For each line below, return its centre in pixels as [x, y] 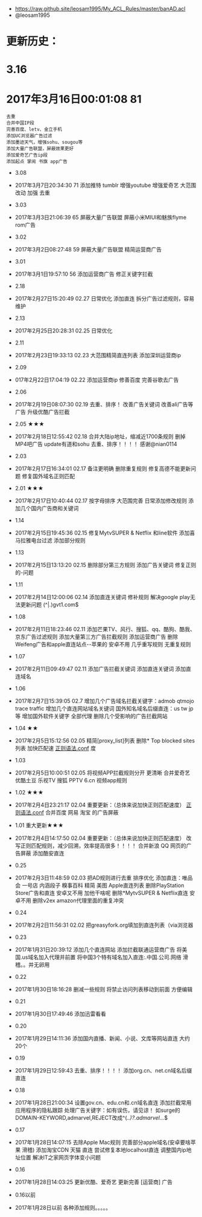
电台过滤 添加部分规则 [58, 540]
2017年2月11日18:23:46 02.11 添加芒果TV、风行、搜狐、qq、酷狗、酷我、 [105, 629]
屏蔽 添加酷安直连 [42, 853]
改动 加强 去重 [32, 193]
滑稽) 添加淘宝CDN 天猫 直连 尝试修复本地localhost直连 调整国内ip [104, 1150]
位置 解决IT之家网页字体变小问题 [61, 1158]
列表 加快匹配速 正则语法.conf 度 [55, 748]
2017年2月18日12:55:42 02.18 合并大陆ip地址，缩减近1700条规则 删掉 [100, 436]
